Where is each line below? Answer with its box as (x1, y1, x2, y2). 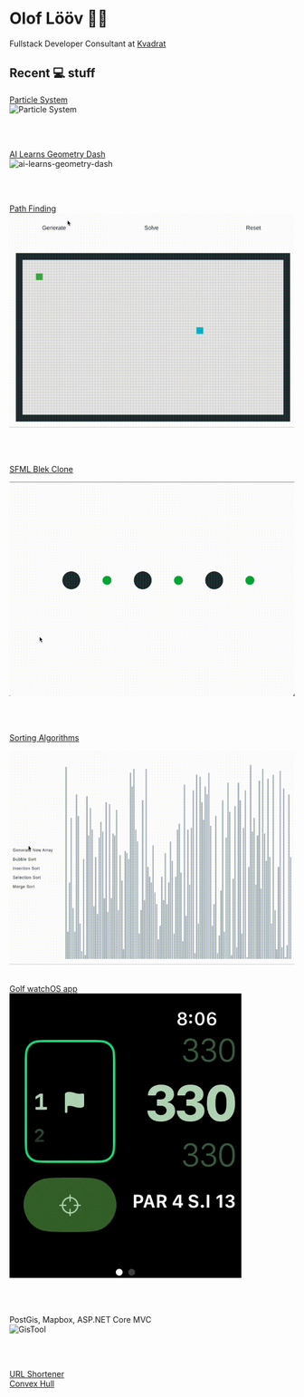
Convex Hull (9, 1378, 55, 1389)
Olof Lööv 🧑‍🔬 (9, 8, 109, 29)
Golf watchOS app (9, 983, 79, 994)
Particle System (9, 94, 68, 105)
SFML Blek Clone (9, 463, 74, 474)
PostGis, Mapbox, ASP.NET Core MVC (9, 1314, 152, 1324)
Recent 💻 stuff (9, 65, 96, 81)
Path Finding (9, 203, 57, 214)
